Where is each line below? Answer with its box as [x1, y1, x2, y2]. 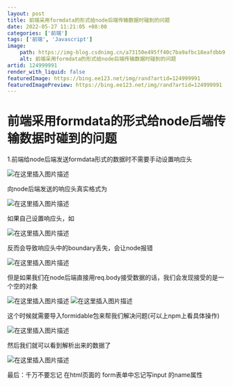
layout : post [7, 10, 45, 17]
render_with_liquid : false [7, 68, 86, 75]
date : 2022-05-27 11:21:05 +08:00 [7, 23, 108, 30]
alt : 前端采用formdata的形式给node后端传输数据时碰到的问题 [19, 56, 177, 63]
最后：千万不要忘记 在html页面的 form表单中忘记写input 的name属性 [7, 371, 203, 379]
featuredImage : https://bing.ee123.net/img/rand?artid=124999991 [7, 74, 200, 82]
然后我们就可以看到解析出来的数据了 [7, 341, 111, 350]
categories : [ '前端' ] [7, 29, 68, 37]
